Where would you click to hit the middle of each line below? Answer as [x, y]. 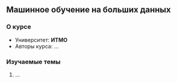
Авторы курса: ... [37, 46]
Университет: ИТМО [41, 40]
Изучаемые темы [33, 62]
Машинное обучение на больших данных [88, 10]
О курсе [19, 27]
